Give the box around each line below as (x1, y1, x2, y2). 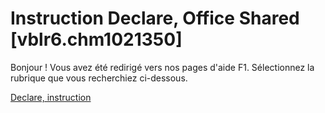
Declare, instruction (10, 91, 92, 103)
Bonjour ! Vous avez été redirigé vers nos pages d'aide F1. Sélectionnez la (10, 61, 315, 73)
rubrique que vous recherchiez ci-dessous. (10, 72, 188, 84)
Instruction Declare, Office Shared (10, 7, 300, 30)
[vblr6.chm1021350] (10, 28, 183, 51)
